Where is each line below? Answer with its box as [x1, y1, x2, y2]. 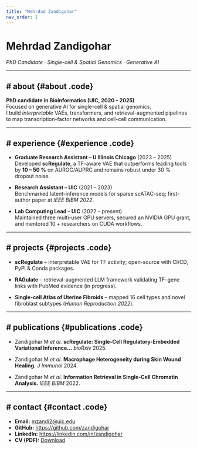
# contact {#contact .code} [6, 402, 108, 412]
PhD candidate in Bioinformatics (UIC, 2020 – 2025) [6, 97, 135, 104]
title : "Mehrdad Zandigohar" [6, 8, 77, 15]
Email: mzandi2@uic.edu [14, 418, 76, 425]
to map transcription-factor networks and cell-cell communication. [6, 116, 167, 123]
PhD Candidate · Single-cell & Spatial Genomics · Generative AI [6, 59, 159, 66]
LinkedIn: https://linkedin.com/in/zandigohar [14, 430, 123, 437]
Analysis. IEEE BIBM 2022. [14, 380, 80, 387]
